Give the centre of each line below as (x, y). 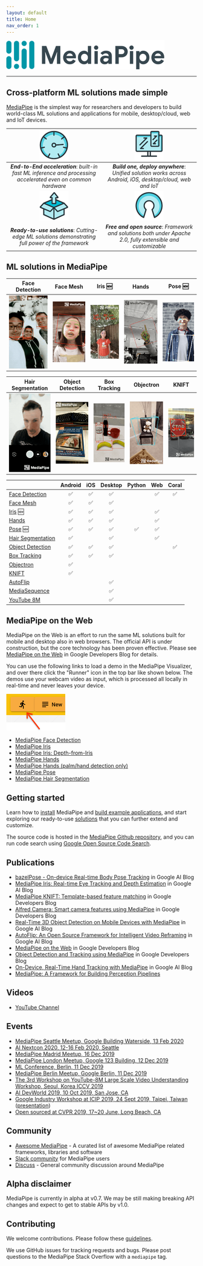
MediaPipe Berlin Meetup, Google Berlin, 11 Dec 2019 (81, 1073)
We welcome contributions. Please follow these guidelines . (79, 1239)
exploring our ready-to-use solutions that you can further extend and (92, 819)
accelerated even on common (54, 179)
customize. (20, 825)
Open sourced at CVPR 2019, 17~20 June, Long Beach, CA (88, 1111)
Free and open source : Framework (149, 227)
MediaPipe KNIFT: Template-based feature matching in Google (93, 896)
